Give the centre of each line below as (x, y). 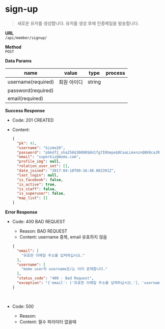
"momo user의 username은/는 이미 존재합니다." (65, 269)
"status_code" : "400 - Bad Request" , (55, 278)
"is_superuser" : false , (41, 194)
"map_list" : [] (32, 198)
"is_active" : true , (37, 184)
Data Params (18, 60)
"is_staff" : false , (37, 189)
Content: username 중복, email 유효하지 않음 (63, 237)
